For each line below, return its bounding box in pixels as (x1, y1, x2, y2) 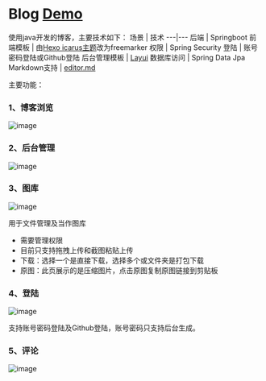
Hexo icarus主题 (43, 42, 97, 52)
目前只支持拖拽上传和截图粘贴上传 (19, 245, 134, 255)
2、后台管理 (8, 143, 56, 154)
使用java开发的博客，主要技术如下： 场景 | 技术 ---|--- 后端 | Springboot (8, 32, 248, 42)
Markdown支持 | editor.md (8, 62, 96, 72)
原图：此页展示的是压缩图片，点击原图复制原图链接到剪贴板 (19, 265, 218, 275)
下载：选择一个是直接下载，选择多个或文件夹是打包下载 (19, 255, 204, 265)
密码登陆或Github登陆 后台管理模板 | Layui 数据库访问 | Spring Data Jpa (8, 52, 246, 62)
